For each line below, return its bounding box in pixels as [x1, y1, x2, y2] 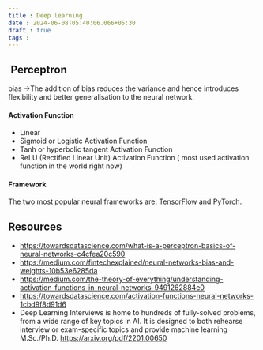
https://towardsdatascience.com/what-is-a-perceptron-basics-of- [19, 241, 236, 250]
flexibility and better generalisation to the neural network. [8, 92, 195, 102]
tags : [8, 33, 30, 42]
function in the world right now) [19, 161, 122, 171]
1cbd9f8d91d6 [19, 299, 67, 309]
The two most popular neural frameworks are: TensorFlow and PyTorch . [8, 197, 242, 206]
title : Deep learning [8, 11, 83, 20]
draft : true [8, 26, 51, 34]
